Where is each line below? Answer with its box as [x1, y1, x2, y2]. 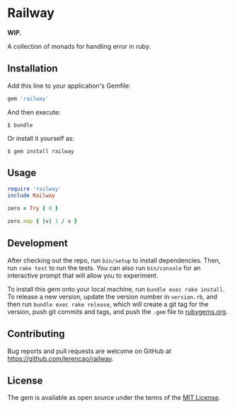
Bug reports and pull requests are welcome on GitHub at [7, 347, 172, 355]
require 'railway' [7, 185, 62, 192]
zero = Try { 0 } [7, 205, 59, 212]
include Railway [7, 192, 55, 200]
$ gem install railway [7, 147, 74, 155]
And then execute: [7, 108, 61, 116]
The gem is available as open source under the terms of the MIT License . [7, 393, 221, 402]
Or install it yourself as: [7, 134, 74, 142]
